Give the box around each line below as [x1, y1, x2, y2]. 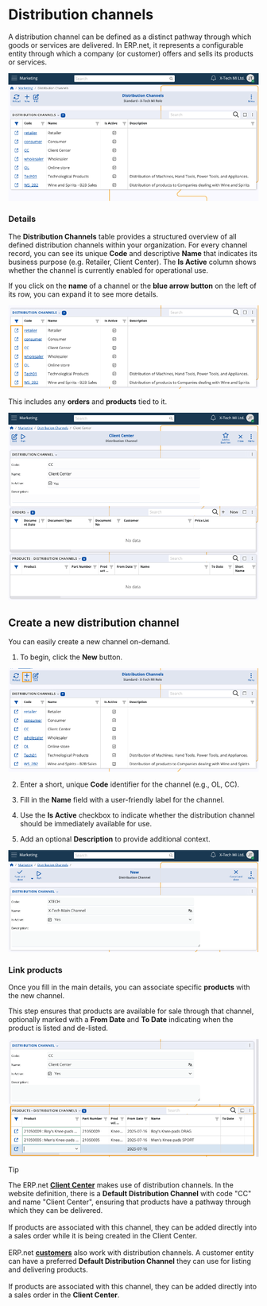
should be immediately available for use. [19, 819, 153, 829]
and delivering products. [8, 1265, 89, 1274]
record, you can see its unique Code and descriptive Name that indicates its [8, 248, 258, 258]
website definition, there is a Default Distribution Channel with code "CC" [8, 1189, 252, 1199]
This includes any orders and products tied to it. [8, 397, 168, 406]
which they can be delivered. [8, 1206, 103, 1215]
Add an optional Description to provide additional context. [19, 834, 211, 844]
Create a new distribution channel [8, 616, 180, 629]
